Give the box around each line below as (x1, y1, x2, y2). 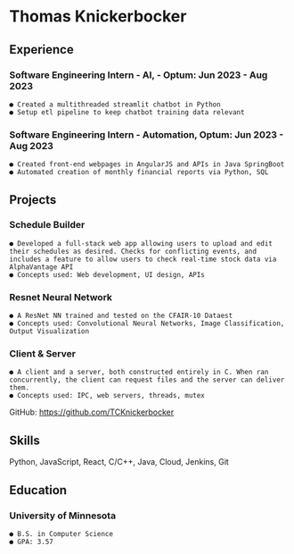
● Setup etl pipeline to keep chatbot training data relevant (9, 107, 245, 117)
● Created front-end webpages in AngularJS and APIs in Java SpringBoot (9, 160, 285, 169)
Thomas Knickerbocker (9, 6, 187, 27)
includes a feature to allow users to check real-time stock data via (9, 255, 277, 264)
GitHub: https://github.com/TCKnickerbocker (9, 407, 175, 417)
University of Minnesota (9, 509, 117, 522)
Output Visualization (9, 327, 90, 336)
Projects (9, 192, 57, 207)
